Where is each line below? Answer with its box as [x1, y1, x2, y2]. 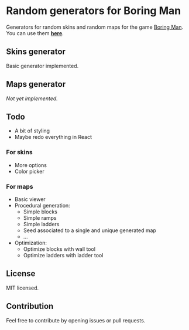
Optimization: [14, 239, 47, 246]
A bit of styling [14, 127, 50, 134]
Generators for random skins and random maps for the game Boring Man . [6, 23, 183, 30]
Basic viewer [14, 195, 46, 203]
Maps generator [6, 79, 66, 89]
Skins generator [6, 47, 66, 57]
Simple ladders [23, 220, 60, 227]
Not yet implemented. [6, 95, 59, 102]
